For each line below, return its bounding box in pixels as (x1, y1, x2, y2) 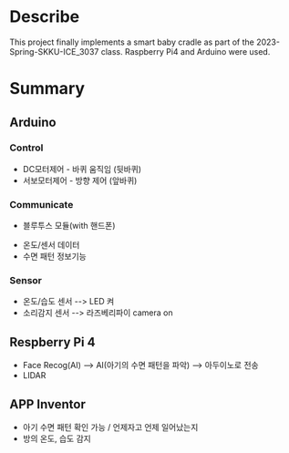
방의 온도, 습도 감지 (22, 433, 91, 444)
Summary (9, 78, 85, 99)
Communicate (9, 198, 74, 211)
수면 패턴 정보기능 (22, 251, 87, 262)
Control (9, 141, 44, 154)
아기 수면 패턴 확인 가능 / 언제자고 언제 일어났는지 (22, 422, 199, 433)
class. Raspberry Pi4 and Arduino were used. (100, 46, 271, 57)
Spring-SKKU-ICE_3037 (9, 46, 99, 57)
